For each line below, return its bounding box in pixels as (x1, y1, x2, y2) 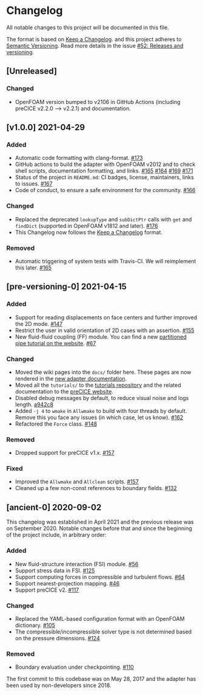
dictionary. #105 (15, 621, 56, 629)
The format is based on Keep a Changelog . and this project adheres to (6, 35, 182, 43)
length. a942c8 (15, 401, 53, 408)
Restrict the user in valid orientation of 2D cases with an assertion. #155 (15, 327, 195, 334)
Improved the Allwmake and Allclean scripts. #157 (15, 478, 139, 485)
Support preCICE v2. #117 (15, 586, 79, 593)
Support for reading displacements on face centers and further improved (15, 314, 198, 321)
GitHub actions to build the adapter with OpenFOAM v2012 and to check (15, 161, 196, 168)
